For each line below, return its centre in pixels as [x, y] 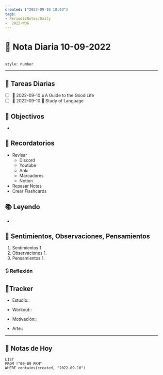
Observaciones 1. [29, 253]
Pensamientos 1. [28, 258]
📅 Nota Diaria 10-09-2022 [58, 47]
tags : [10, 14]
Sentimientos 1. [27, 248]
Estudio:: [21, 300]
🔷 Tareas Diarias [30, 84]
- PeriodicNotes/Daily [28, 18]
